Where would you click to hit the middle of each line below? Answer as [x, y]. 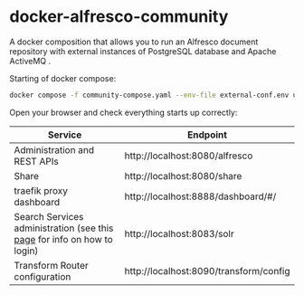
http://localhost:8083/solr [179, 233]
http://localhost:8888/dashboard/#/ [200, 196]
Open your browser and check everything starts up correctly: [123, 112]
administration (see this [64, 228]
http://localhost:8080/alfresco [189, 156]
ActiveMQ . [30, 61]
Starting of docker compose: [63, 78]
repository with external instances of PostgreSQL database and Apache [143, 51]
